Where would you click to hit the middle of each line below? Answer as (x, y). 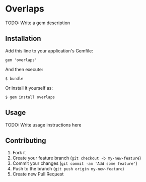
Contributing (26, 140)
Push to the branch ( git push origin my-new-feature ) (68, 169)
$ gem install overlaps (30, 97)
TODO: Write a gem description (38, 23)
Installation (23, 39)
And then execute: (24, 69)
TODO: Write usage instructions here (43, 125)
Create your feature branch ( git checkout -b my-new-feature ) (77, 158)
